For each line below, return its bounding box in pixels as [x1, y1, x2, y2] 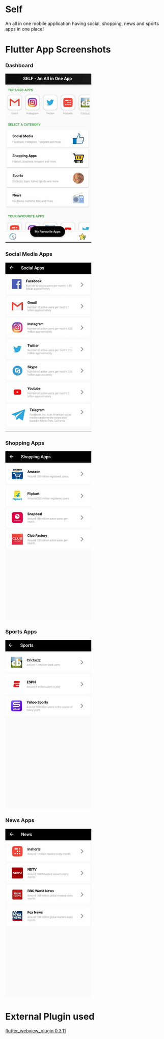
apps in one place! [5, 25, 44, 32]
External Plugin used [5, 1010, 95, 1022]
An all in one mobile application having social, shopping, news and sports [5, 20, 159, 27]
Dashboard [5, 62, 34, 69]
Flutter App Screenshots [5, 44, 111, 56]
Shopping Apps [5, 439, 45, 447]
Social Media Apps [5, 251, 52, 258]
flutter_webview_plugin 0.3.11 [5, 1027, 66, 1033]
